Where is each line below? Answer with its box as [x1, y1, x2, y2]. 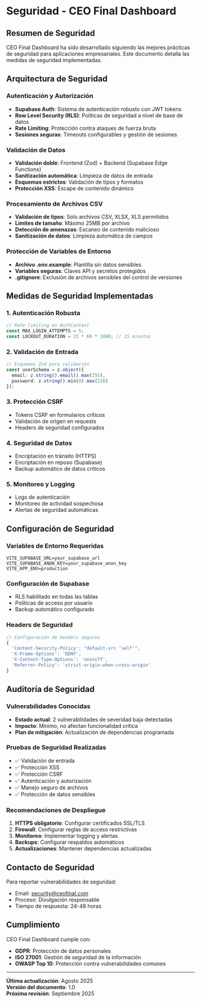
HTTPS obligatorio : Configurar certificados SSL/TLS [14, 819, 145, 827]
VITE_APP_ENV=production [6, 566, 68, 572]
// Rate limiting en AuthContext [6, 322, 90, 328]
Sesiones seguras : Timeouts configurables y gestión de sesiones [14, 130, 178, 138]
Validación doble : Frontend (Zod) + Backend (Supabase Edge [14, 159, 168, 166]
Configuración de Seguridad [6, 523, 114, 533]
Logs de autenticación [14, 493, 70, 501]
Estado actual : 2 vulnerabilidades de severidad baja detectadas [14, 716, 172, 723]
